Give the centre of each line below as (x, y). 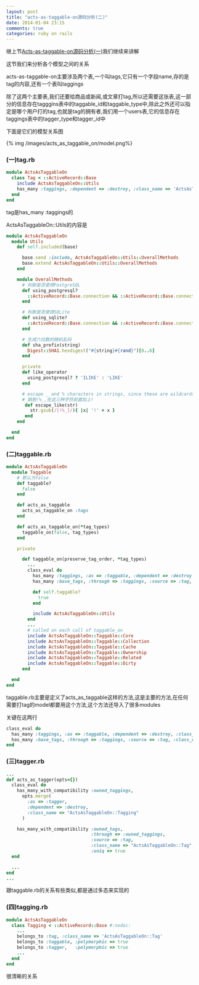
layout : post (22, 12)
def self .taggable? (57, 592)
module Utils (28, 242)
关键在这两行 (22, 717)
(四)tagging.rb (27, 907)
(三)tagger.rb (25, 761)
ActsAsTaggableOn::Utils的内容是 (47, 225)
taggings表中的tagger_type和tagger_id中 (56, 119)
